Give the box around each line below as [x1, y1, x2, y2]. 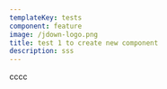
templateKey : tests [9, 13, 83, 22]
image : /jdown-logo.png [9, 30, 99, 39]
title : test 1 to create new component [9, 38, 159, 48]
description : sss [9, 47, 75, 56]
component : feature [9, 22, 83, 31]
